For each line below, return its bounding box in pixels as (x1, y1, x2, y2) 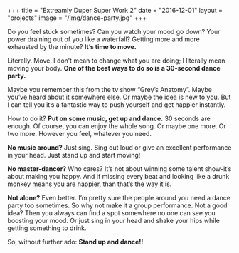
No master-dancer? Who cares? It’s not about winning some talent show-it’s (7, 165, 232, 173)
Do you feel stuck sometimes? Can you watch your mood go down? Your (7, 28, 221, 36)
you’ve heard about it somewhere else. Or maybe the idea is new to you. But (7, 93, 231, 101)
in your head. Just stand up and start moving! (7, 151, 141, 159)
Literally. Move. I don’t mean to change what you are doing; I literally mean (7, 56, 225, 65)
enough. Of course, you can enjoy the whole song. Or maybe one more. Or (7, 122, 226, 130)
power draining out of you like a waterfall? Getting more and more (7, 35, 201, 43)
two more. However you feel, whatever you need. (7, 130, 152, 138)
